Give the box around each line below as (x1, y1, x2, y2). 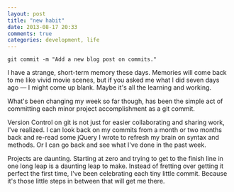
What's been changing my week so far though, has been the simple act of (7, 97, 223, 106)
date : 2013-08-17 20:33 (7, 23, 78, 30)
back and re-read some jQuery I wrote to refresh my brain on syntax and (7, 133, 220, 142)
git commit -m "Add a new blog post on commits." (7, 56, 157, 64)
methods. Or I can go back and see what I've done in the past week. (7, 140, 207, 149)
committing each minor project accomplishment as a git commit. (7, 104, 195, 113)
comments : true (7, 30, 52, 37)
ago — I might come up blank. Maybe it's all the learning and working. (7, 83, 211, 92)
